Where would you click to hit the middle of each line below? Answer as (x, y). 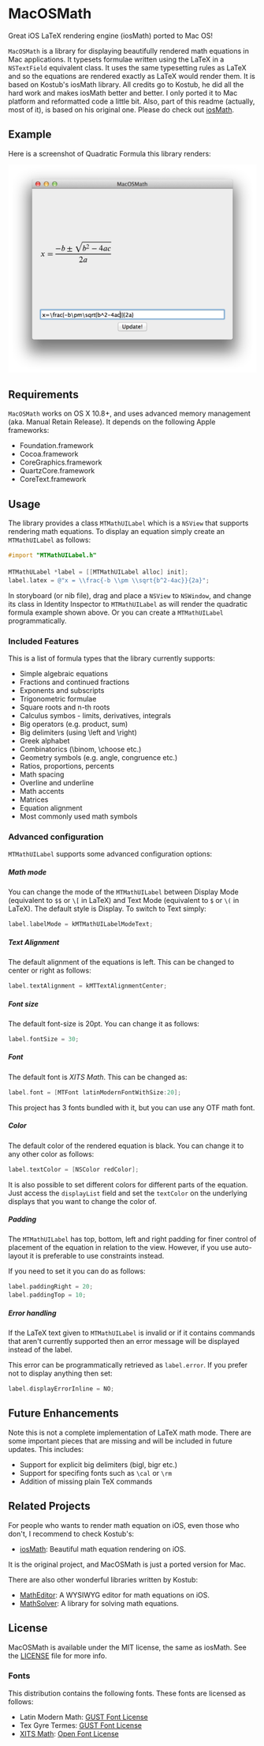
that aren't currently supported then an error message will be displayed (124, 1341)
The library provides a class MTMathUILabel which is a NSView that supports (128, 523)
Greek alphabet (45, 740)
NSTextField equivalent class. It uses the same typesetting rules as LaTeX (127, 67)
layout (18, 1256)
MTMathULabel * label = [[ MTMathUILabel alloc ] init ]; (99, 572)
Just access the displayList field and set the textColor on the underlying (128, 1193)
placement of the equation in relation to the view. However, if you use (121, 1247)
